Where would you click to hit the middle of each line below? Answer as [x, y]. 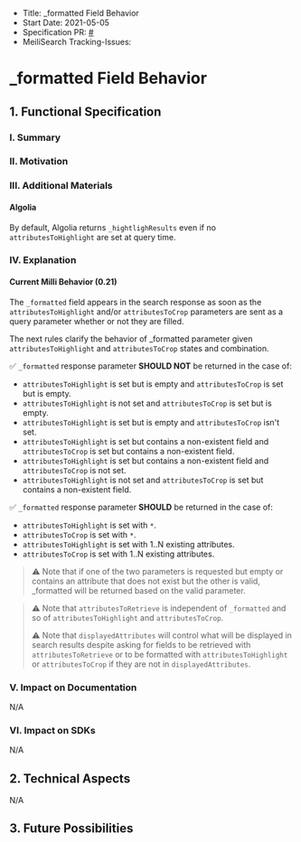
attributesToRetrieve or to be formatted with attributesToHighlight [160, 654]
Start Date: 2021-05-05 [66, 23]
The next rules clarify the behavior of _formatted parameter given [131, 339]
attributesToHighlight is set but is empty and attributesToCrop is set [153, 384]
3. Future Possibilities [71, 829]
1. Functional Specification [85, 112]
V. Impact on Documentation [73, 688]
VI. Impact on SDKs [53, 730]
